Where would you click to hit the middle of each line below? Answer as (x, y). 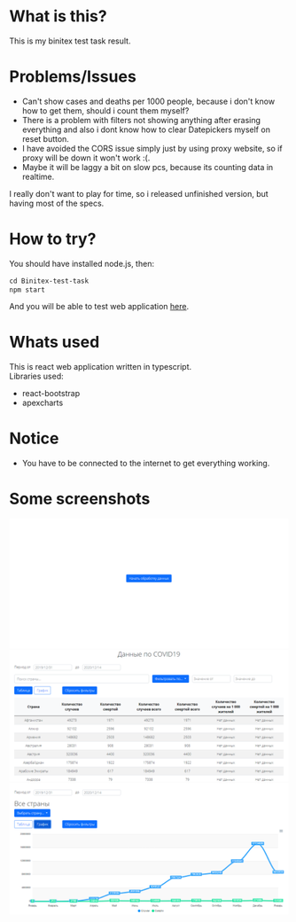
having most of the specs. (57, 203)
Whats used (55, 342)
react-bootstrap (51, 393)
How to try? (53, 239)
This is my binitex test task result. (70, 41)
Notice (34, 438)
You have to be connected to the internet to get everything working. (146, 463)
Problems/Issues (73, 77)
